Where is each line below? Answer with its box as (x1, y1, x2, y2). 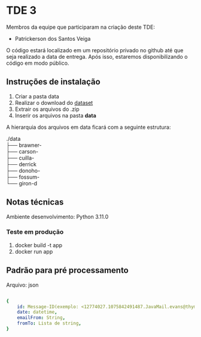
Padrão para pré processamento (6, 265, 129, 276)
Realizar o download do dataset (14, 99, 93, 106)
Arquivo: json (6, 281, 39, 288)
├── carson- (6, 148, 39, 155)
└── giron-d (6, 179, 38, 186)
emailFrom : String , (17, 315, 66, 321)
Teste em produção (6, 228, 64, 236)
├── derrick (6, 160, 37, 168)
